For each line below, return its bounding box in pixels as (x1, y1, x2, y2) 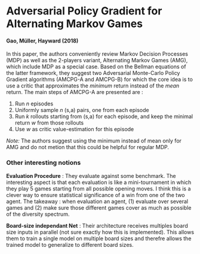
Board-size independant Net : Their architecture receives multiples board (6, 222, 188, 229)
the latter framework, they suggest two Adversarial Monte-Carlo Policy (6, 69, 180, 77)
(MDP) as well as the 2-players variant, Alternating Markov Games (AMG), (6, 57, 188, 64)
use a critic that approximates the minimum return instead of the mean (6, 82, 180, 89)
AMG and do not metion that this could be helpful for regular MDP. (6, 144, 169, 151)
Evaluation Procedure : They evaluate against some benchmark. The (6, 172, 176, 179)
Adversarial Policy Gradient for (6, 4, 162, 18)
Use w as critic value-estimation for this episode (14, 126, 134, 133)
